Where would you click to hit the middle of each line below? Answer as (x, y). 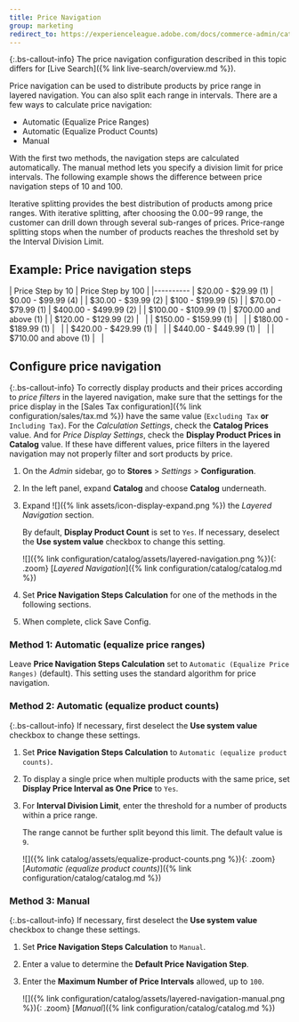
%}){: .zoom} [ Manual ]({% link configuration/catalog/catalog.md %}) (149, 1008)
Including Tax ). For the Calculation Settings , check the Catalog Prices (139, 425)
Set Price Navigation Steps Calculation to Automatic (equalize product (154, 752)
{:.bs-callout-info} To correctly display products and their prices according (146, 387)
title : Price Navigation (55, 17)
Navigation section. (58, 515)
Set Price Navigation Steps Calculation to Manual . (114, 946)
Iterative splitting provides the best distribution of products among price (141, 204)
